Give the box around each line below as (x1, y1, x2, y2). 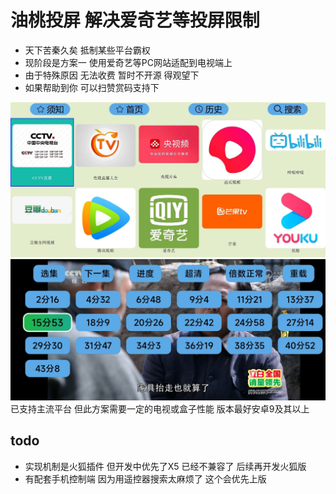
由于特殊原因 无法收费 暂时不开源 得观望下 (24, 69, 200, 81)
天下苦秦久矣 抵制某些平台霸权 (24, 44, 151, 56)
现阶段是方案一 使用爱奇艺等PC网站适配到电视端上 (24, 56, 233, 68)
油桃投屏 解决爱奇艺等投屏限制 (10, 9, 260, 32)
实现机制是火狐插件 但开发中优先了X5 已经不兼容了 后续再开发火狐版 (24, 460, 307, 472)
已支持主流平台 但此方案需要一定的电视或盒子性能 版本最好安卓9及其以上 (10, 402, 310, 415)
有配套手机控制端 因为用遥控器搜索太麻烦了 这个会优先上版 (24, 472, 267, 485)
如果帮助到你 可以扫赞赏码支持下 (24, 81, 160, 93)
